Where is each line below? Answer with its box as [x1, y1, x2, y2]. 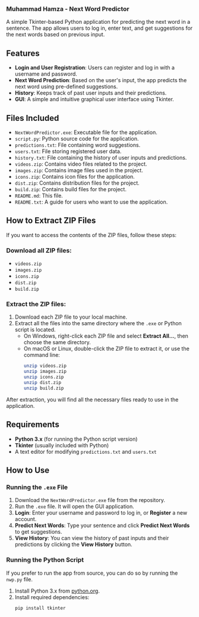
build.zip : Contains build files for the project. [14, 185, 127, 192]
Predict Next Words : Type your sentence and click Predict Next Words [14, 522, 190, 529]
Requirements [6, 419, 59, 430]
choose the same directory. [23, 339, 91, 346]
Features [6, 48, 40, 58]
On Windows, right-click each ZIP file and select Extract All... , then [23, 332, 189, 339]
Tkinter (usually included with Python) [14, 441, 109, 448]
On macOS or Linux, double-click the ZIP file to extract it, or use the [23, 345, 190, 353]
